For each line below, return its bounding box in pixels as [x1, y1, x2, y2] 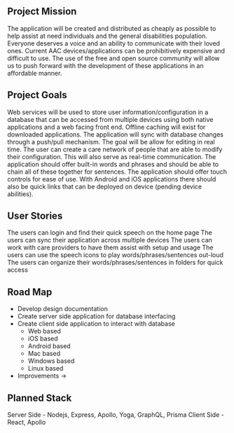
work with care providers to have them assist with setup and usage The [7, 243, 214, 252]
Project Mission [7, 6, 77, 18]
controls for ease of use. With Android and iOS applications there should [7, 174, 216, 183]
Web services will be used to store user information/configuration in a [7, 108, 209, 116]
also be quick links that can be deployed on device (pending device [7, 182, 202, 191]
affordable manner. [7, 69, 62, 77]
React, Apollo [7, 418, 46, 427]
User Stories [7, 210, 63, 222]
